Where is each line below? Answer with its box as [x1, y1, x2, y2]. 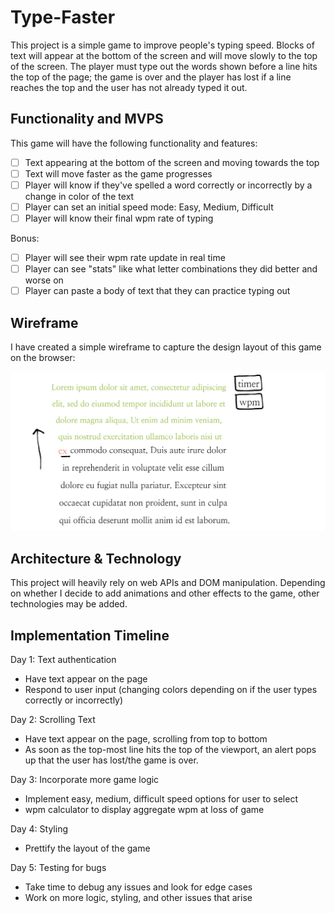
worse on [24, 274, 64, 286]
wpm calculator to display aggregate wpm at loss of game [24, 804, 265, 816]
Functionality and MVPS [10, 111, 164, 128]
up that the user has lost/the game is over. [24, 754, 199, 766]
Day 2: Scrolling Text [10, 714, 96, 726]
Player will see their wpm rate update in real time [24, 252, 226, 264]
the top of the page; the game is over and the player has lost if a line [10, 71, 292, 83]
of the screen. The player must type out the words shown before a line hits [10, 60, 318, 72]
